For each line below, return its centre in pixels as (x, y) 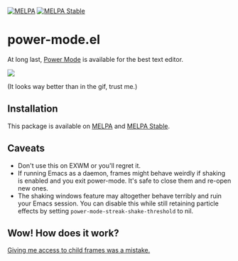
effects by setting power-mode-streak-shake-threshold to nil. (106, 211)
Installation (33, 109)
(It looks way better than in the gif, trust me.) (72, 86)
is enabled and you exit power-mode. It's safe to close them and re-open (124, 181)
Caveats (26, 148)
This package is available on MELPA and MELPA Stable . (89, 126)
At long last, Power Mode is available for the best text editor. (95, 59)
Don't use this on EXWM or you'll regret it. (79, 165)
